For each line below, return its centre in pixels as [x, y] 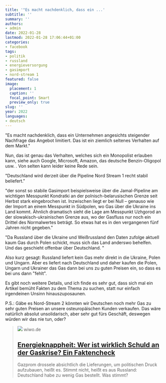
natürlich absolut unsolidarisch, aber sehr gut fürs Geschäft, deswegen [78, 314]
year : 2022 [16, 112]
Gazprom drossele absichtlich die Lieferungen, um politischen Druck [87, 365]
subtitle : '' [19, 14]
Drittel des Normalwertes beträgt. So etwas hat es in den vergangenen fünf [82, 222]
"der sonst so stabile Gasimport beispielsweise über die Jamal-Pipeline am [82, 190]
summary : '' [17, 19]
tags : [11, 51]
